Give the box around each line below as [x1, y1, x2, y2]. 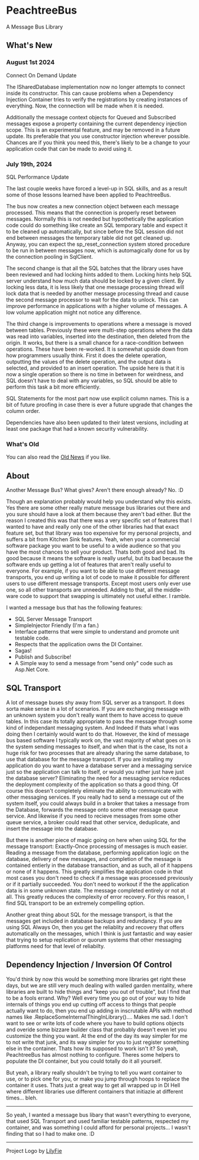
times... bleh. [6, 1094, 38, 1101]
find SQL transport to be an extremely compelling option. [6, 900, 145, 907]
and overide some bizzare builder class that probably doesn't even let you [6, 1026, 187, 1033]
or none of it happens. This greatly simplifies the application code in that [6, 867, 183, 875]
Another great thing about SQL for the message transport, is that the [6, 911, 173, 918]
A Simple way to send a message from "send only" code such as [14, 660, 173, 667]
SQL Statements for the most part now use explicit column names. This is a [6, 395, 190, 402]
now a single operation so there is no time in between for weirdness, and [6, 370, 184, 377]
